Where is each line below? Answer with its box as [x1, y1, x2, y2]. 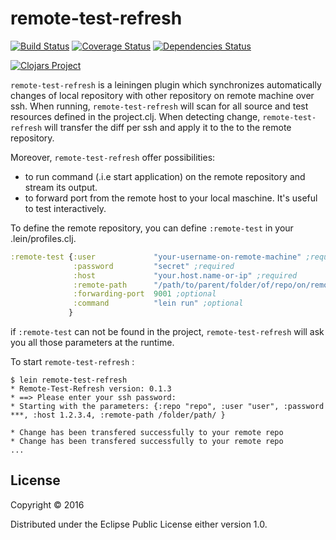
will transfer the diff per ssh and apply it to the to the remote [44, 121, 292, 133]
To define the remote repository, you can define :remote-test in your [10, 222, 294, 234]
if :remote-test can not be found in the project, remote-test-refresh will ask [10, 326, 325, 338]
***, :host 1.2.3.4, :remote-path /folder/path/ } [10, 410, 226, 421]
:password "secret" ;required [73, 261, 235, 271]
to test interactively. [24, 202, 107, 214]
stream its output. [24, 181, 98, 193]
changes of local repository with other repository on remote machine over [10, 89, 315, 101]
